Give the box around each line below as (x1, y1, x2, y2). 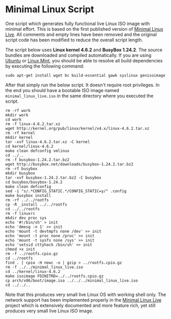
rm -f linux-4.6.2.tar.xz (5, 121, 60, 126)
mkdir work (5, 112, 29, 118)
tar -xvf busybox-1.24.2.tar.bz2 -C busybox (5, 175, 102, 180)
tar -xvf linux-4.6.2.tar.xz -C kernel (5, 139, 90, 144)
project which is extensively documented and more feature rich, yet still (5, 302, 156, 308)
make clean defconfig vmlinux (5, 148, 70, 153)
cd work (5, 117, 22, 122)
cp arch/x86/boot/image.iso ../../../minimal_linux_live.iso (5, 278, 138, 283)
